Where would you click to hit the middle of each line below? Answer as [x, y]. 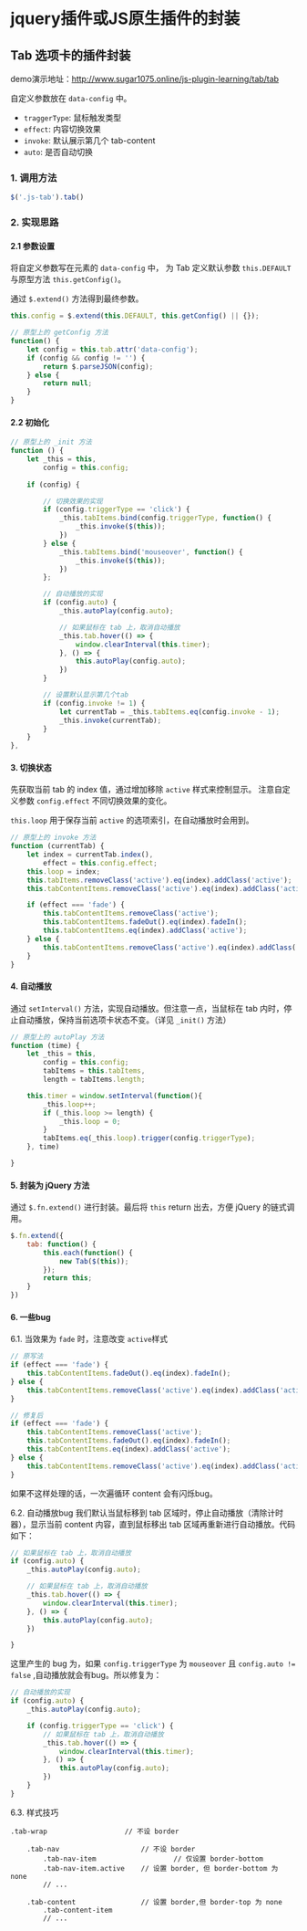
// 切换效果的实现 [73, 501]
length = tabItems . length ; [94, 1080]
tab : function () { [61, 1244]
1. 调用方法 [34, 177]
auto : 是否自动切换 [58, 152]
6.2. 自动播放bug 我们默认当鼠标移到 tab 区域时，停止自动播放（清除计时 [147, 1513]
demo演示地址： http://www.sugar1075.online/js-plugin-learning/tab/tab [145, 79]
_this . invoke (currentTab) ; [110, 720]
